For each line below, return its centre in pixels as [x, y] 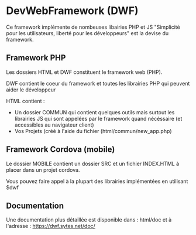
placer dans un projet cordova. [43, 170]
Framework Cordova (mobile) [61, 150]
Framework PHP [36, 58]
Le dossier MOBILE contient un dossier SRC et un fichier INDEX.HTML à [93, 164]
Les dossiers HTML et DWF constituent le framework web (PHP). [84, 72]
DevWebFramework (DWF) [72, 11]
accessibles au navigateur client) [54, 125]
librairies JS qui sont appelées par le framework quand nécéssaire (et [98, 118]
